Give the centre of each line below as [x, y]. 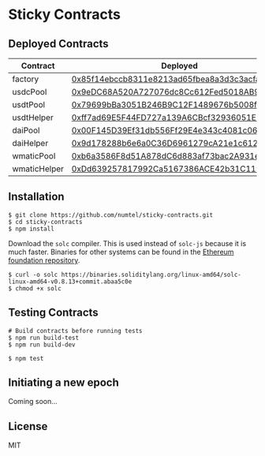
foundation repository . [44, 260]
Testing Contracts [53, 313]
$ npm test [26, 358]
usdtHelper [33, 118]
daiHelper [30, 143]
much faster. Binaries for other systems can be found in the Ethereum [121, 252]
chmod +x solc [38, 288]
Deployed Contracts [58, 44]
